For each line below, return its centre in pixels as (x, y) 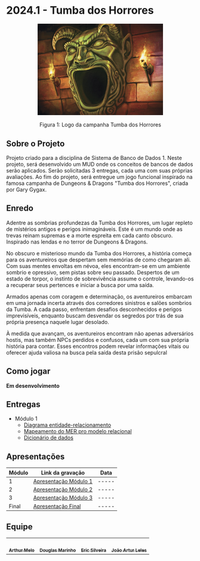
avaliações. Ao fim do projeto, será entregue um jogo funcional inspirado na (99, 177)
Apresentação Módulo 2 (63, 489)
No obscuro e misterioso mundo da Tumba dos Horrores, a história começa (99, 253)
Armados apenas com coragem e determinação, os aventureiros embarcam (99, 297)
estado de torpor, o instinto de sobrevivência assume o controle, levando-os (100, 279)
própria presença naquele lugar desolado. (58, 322)
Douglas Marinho (58, 550)
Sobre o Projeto (36, 144)
